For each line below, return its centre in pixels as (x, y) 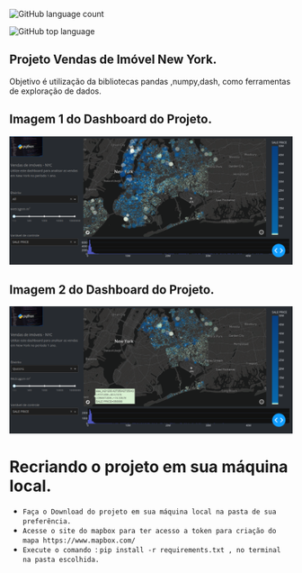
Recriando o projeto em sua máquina (149, 467)
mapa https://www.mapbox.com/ (79, 541)
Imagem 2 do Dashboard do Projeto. (112, 290)
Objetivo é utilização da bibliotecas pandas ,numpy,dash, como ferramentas (150, 81)
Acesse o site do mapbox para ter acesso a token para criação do (149, 532)
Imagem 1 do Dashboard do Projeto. (111, 119)
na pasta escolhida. (61, 560)
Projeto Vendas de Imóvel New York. (113, 60)
